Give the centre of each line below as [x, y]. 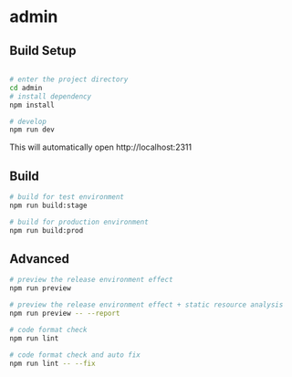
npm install [32, 105]
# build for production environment [79, 222]
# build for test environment [67, 197]
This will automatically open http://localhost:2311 [101, 147]
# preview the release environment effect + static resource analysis [146, 305]
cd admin [26, 88]
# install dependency [51, 96]
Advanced [40, 259]
